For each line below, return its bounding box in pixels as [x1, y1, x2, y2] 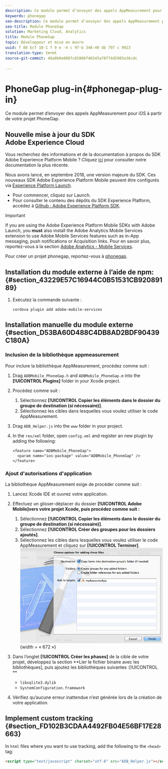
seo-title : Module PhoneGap [5, 24, 64, 29]
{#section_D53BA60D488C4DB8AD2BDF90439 [5, 328, 160, 337]
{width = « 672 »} [19, 644, 56, 650]
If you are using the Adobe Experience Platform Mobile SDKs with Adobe [5, 222, 155, 228]
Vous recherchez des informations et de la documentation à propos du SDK [5, 151, 161, 157]
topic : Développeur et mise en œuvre [5, 40, 84, 45]
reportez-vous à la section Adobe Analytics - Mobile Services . [5, 244, 133, 250]
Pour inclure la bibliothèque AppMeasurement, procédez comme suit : [5, 362, 149, 368]
